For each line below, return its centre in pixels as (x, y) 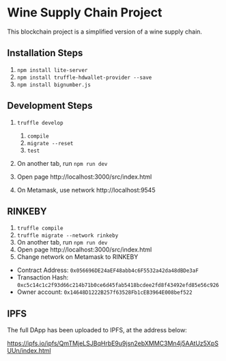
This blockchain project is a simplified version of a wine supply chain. (105, 32)
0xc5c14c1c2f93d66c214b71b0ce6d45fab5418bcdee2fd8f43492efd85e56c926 (118, 286)
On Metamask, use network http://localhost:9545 (86, 190)
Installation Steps (45, 53)
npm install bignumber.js (54, 85)
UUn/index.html (29, 351)
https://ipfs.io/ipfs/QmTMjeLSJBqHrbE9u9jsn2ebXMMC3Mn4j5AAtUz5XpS (113, 343)
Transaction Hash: (43, 277)
